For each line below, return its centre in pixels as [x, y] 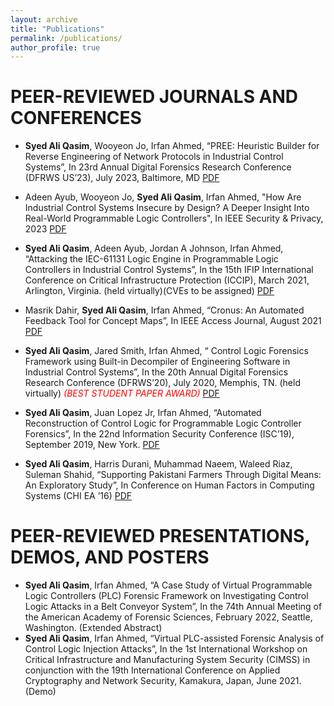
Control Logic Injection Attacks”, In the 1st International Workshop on [166, 649]
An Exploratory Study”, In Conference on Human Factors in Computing [169, 485]
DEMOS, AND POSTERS [110, 557]
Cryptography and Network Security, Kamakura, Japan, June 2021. [163, 681]
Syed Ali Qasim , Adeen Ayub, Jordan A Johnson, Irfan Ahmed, [154, 248]
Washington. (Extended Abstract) [93, 628]
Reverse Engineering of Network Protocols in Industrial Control [154, 157]
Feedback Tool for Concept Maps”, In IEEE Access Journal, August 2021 [173, 321]
